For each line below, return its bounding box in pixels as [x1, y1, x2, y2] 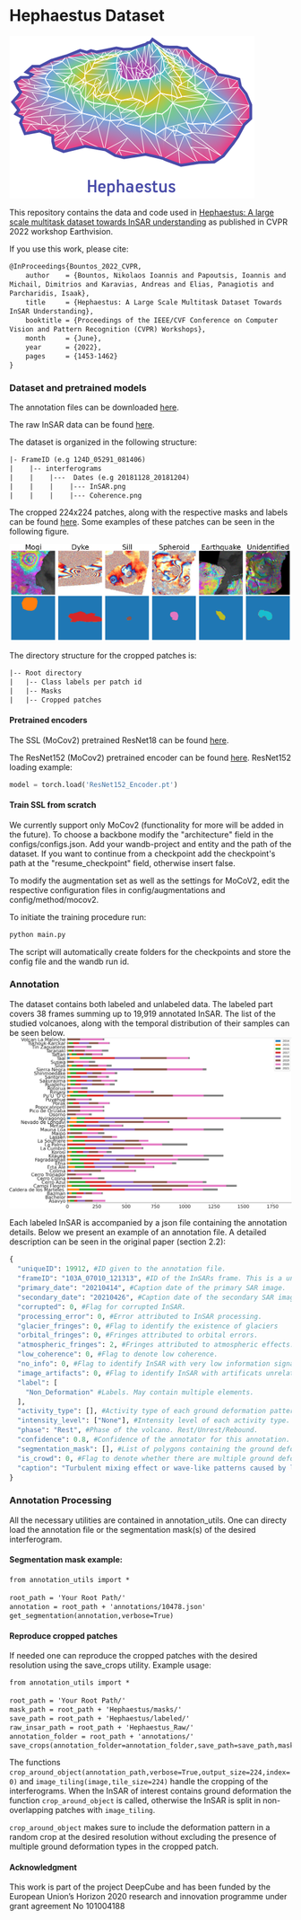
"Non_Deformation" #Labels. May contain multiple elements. [25, 1387, 254, 1397]
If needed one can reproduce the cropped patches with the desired [9, 1650, 258, 1661]
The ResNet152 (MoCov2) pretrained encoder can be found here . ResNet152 [9, 752, 291, 763]
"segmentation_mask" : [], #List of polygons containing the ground [17, 1444, 275, 1454]
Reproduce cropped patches [9, 1630, 118, 1641]
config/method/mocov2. [9, 894, 99, 905]
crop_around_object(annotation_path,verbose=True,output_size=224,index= [9, 1768, 291, 1777]
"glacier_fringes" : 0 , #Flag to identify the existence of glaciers [17, 1322, 279, 1331]
